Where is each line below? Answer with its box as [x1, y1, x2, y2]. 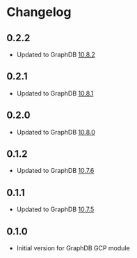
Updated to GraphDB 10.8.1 [16, 89, 94, 98]
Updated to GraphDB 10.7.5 [16, 205, 95, 213]
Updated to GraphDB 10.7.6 [16, 167, 95, 175]
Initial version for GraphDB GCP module [16, 244, 130, 252]
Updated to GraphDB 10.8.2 [16, 50, 95, 59]
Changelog [6, 4, 72, 20]
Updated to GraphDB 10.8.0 [16, 128, 95, 136]
